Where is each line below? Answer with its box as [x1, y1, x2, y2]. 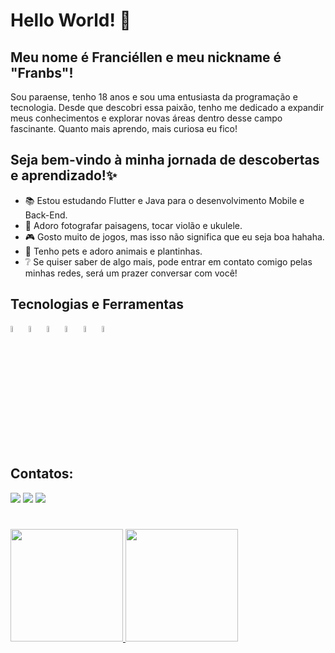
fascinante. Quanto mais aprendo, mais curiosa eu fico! [10, 123, 238, 134]
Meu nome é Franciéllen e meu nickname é [10, 49, 282, 66]
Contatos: [10, 465, 74, 483]
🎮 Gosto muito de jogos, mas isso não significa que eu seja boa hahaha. [24, 230, 325, 243]
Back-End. [24, 209, 68, 221]
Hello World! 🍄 [10, 9, 132, 32]
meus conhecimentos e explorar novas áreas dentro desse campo [10, 112, 283, 124]
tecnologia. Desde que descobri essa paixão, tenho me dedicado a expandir [10, 102, 325, 113]
